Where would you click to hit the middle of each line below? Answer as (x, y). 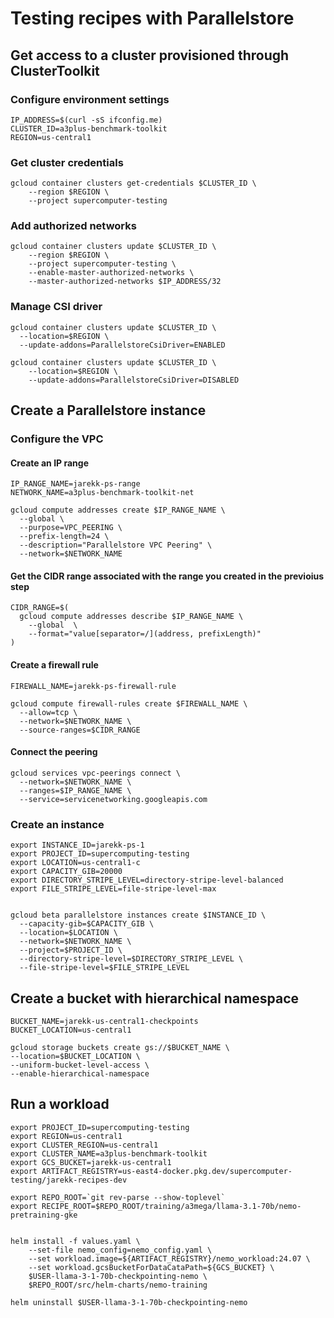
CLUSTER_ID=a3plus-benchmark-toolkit (89, 128)
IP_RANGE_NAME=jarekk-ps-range (75, 484)
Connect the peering (54, 752)
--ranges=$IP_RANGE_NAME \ (75, 790)
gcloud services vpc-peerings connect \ (96, 773)
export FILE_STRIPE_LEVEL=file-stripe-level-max (113, 889)
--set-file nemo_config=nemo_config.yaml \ (120, 1250)
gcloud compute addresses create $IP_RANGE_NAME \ (118, 510)
